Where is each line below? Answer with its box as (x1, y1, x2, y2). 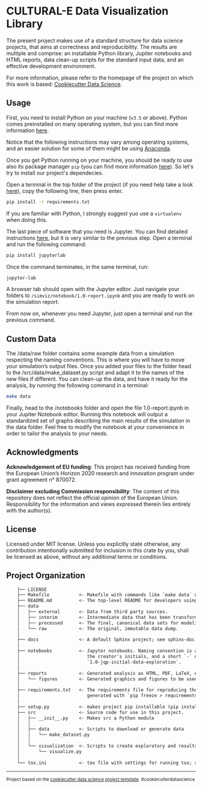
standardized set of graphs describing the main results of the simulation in (6, 417, 191, 425)
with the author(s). (6, 506, 52, 514)
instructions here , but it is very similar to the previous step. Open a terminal (6, 234, 192, 241)
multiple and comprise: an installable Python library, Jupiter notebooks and (6, 49, 192, 57)
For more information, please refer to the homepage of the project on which (6, 74, 194, 81)
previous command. (6, 316, 56, 324)
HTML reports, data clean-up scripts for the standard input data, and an (6, 56, 185, 63)
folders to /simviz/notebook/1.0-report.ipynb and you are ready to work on (6, 292, 195, 299)
